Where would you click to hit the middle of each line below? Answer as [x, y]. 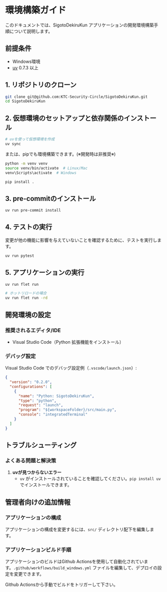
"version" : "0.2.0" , [31, 382]
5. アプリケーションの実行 [45, 273]
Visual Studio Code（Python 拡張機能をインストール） [68, 342]
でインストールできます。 [46, 485]
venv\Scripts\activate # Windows [41, 173]
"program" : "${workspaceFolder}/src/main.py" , [67, 410]
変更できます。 [29, 574]
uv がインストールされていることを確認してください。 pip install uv [90, 479]
